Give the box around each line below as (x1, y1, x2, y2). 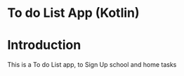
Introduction (7, 37, 81, 53)
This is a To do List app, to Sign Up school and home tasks (7, 61, 177, 69)
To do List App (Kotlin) (7, 5, 140, 21)
